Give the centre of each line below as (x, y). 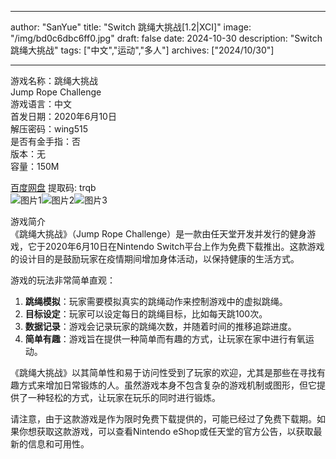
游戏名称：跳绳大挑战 (54, 80)
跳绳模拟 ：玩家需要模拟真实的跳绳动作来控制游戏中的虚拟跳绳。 (156, 301)
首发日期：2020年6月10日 (63, 116)
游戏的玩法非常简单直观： (63, 280)
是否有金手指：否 (45, 141)
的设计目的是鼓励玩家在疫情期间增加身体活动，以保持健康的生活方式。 (155, 259)
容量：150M (35, 166)
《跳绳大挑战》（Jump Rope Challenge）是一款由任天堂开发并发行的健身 (159, 234)
